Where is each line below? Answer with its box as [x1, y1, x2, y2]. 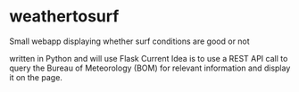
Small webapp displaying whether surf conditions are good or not [9, 36, 250, 46]
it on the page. [9, 71, 62, 82]
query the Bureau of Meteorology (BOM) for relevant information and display [9, 63, 291, 73]
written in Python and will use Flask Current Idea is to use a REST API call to [9, 53, 288, 63]
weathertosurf [9, 6, 120, 27]
